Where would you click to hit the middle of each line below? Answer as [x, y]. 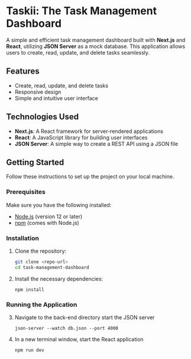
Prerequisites [26, 192]
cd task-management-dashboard [52, 267]
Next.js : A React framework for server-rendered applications [89, 131]
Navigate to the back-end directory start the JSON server [85, 317]
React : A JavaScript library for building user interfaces [81, 137]
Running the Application [42, 304]
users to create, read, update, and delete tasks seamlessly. [78, 52]
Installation [23, 238]
